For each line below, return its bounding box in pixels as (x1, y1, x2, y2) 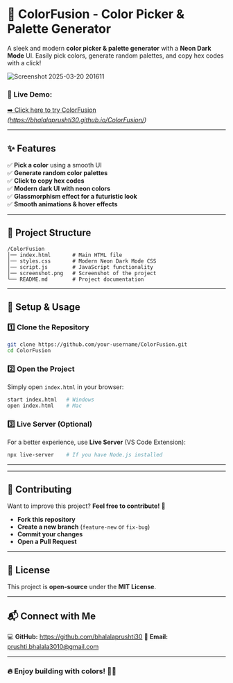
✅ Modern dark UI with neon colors (7, 184, 111, 193)
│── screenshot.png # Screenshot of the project (7, 270, 157, 277)
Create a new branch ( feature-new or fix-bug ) (17, 522, 150, 531)
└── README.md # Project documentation (7, 276, 144, 283)
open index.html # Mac (7, 402, 82, 409)
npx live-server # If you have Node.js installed (7, 451, 163, 458)
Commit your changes (17, 530, 83, 538)
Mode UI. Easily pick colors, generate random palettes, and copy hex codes (7, 51, 224, 60)
